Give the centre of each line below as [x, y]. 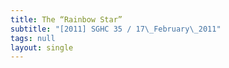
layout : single [42, 47]
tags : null [33, 38]
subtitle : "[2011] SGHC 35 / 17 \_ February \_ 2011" [116, 29]
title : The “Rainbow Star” [66, 19]
